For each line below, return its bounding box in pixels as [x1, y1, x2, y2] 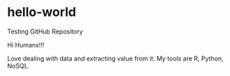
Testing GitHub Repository [7, 27, 83, 36]
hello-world [7, 4, 77, 20]
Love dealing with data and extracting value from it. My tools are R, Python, [7, 54, 224, 63]
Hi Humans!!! [7, 40, 45, 49]
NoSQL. [7, 61, 30, 70]
